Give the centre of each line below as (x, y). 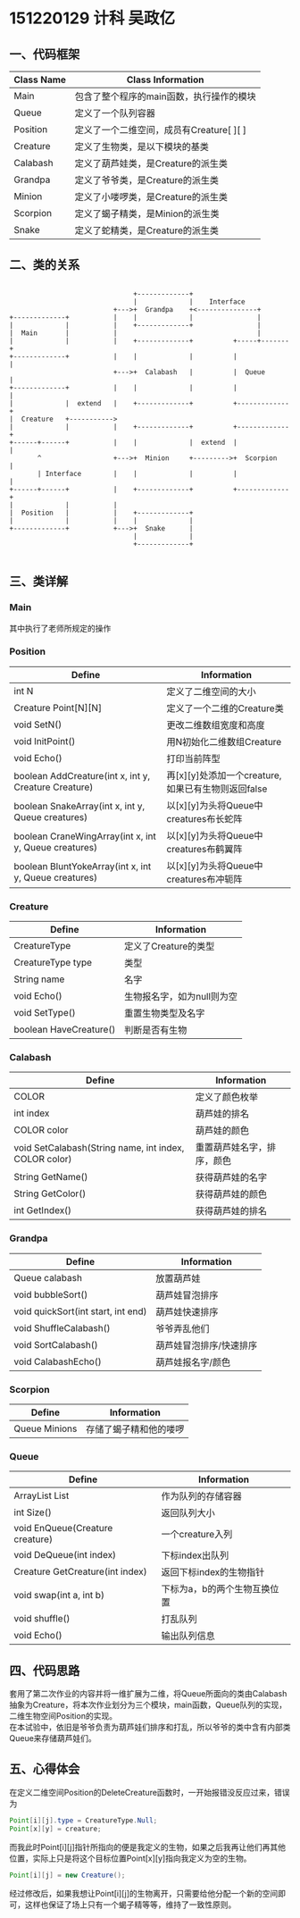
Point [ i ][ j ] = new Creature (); (67, 1875)
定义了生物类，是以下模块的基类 (142, 147)
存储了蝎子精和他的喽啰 (135, 1428)
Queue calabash (48, 1277)
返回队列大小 (188, 1513)
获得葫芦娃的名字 (231, 1177)
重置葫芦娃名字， (231, 1147)
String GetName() (51, 1177)
